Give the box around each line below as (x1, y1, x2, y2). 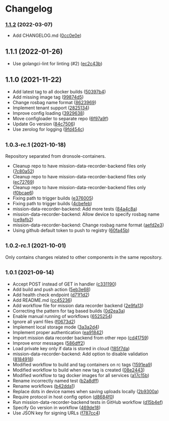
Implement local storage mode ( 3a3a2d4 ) (12, 324, 100, 330)
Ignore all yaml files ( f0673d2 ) (12, 318, 76, 324)
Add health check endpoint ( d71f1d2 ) (12, 292, 90, 298)
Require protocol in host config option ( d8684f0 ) (12, 394, 114, 400)
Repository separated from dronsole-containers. (5, 153, 106, 159)
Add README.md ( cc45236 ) (12, 297, 72, 303)
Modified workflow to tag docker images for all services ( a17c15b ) (12, 372, 150, 378)
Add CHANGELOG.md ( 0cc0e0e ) (12, 32, 82, 38)
